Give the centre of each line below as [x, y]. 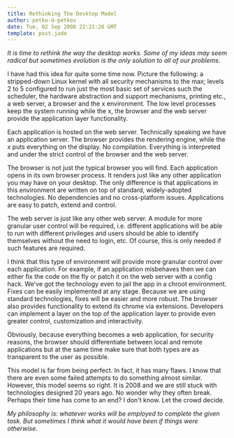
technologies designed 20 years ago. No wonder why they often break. [110, 393]
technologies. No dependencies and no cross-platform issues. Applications [116, 198]
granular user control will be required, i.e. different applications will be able [115, 226]
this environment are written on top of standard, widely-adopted [100, 190]
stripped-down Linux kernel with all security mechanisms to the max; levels [116, 82]
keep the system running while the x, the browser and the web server [107, 111]
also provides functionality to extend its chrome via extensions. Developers [115, 306]
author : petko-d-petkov [42, 20]
